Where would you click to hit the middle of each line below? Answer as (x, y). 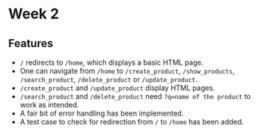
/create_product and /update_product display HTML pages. (117, 88)
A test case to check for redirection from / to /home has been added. (132, 122)
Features (31, 43)
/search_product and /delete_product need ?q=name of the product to (135, 96)
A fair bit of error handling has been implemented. (102, 113)
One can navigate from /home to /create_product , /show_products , (127, 71)
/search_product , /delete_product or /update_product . (108, 79)
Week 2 (34, 14)
